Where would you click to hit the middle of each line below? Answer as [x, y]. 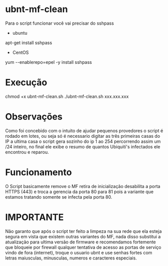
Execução [26, 83]
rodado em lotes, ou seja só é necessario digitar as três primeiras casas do [83, 136]
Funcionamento [39, 172]
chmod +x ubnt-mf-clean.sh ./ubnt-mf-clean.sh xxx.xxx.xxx [67, 96]
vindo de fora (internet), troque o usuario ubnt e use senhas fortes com [79, 252]
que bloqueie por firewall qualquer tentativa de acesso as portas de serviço [83, 247]
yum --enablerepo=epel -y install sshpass [49, 62]
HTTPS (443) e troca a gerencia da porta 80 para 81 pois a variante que [79, 192]
